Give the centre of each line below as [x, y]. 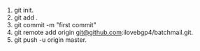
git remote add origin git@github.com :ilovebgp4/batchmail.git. [103, 32]
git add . [26, 17]
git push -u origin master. [50, 40]
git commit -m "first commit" [55, 25]
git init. [23, 10]
